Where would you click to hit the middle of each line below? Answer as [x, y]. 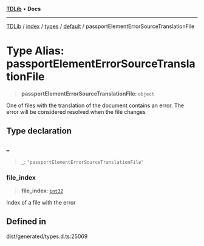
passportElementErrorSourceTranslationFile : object [88, 93]
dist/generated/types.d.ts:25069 [47, 236]
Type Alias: [36, 51]
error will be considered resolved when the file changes [76, 111]
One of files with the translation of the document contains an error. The [95, 105]
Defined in [26, 222]
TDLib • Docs [24, 9]
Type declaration [39, 131]
